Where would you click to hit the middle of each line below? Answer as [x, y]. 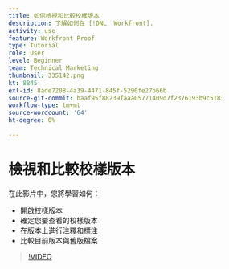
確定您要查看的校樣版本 [59, 220]
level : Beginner [35, 61]
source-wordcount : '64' [48, 113]
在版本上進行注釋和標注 [59, 230]
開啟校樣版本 [41, 210]
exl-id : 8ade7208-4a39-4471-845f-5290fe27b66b [88, 90]
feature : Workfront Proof [51, 38]
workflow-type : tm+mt [45, 105]
